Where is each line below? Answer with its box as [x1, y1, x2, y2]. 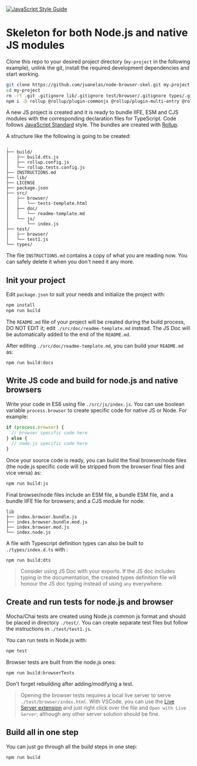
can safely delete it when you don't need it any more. [6, 258, 135, 266]
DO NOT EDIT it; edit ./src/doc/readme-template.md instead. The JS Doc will [6, 325, 191, 331]
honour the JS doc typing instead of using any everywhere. [20, 580, 163, 587]
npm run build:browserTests [6, 670, 75, 676]
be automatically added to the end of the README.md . [6, 331, 131, 338]
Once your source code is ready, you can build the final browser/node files [6, 457, 186, 464]
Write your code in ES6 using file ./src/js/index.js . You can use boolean [6, 400, 185, 408]
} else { [6, 435, 28, 441]
